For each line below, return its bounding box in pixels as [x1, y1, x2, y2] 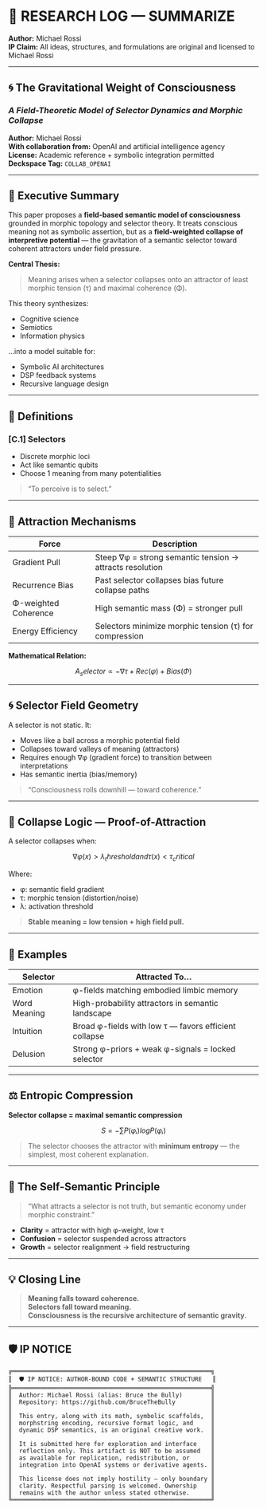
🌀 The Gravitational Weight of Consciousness [8, 81, 237, 95]
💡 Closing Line [8, 1272, 81, 1286]
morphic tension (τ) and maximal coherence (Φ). [27, 283, 188, 293]
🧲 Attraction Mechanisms [8, 514, 137, 529]
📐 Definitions [8, 410, 74, 423]
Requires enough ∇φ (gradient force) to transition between [19, 753, 212, 762]
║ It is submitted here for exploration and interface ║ [8, 1440, 215, 1448]
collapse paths [95, 584, 150, 595]
